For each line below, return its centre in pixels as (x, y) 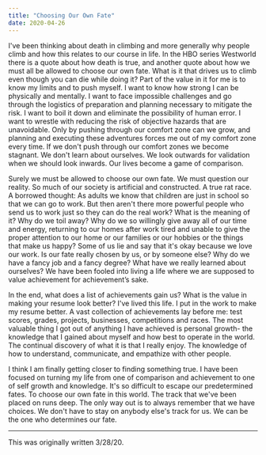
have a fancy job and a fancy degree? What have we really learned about (127, 263)
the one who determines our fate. (63, 419)
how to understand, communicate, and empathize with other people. (120, 354)
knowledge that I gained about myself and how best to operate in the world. (132, 336)
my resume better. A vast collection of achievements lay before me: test (125, 311)
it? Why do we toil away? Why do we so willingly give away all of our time (128, 220)
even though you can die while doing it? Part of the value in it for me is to (127, 79)
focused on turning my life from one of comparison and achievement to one (132, 377)
